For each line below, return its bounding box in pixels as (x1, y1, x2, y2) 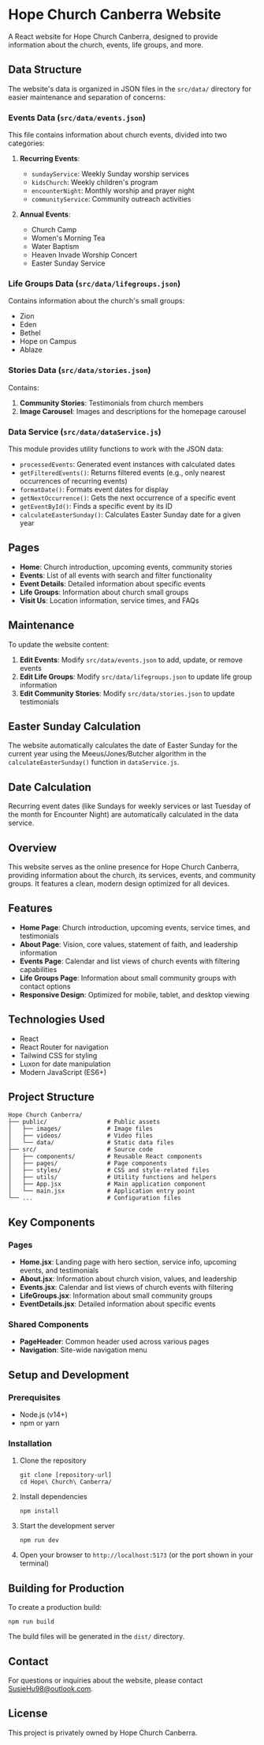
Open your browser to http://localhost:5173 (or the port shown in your (19, 1551, 254, 1560)
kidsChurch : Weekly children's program (31, 178, 159, 187)
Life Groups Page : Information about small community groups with (19, 973, 236, 982)
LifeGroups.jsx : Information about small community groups (19, 1291, 213, 1301)
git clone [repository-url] (19, 1472, 112, 1479)
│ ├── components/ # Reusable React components (8, 1152, 203, 1161)
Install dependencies (19, 1492, 88, 1502)
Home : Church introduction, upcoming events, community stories (19, 562, 232, 571)
